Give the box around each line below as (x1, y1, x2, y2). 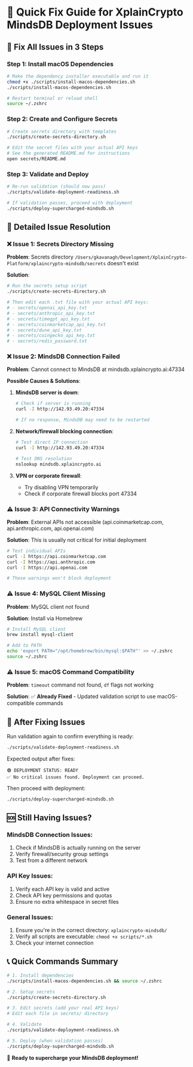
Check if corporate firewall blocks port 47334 (24, 490, 137, 497)
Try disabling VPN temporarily (24, 483, 99, 490)
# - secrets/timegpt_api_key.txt (7, 316, 90, 322)
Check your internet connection (15, 939, 94, 946)
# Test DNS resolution (15, 455, 72, 462)
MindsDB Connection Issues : (7, 830, 93, 839)
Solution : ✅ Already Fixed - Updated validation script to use (7, 693, 156, 700)
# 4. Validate (7, 1022, 42, 1028)
